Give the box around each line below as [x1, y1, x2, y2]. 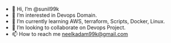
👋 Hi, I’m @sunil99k [11, 6, 60, 12]
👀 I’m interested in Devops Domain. [11, 12, 97, 19]
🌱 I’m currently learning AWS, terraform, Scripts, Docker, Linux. [11, 18, 165, 24]
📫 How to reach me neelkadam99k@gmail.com [11, 31, 129, 37]
